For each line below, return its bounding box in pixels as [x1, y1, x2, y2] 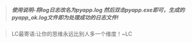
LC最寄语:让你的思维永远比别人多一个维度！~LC [11, 30, 133, 37]
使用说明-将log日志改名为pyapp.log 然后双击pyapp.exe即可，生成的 [11, 6, 185, 13]
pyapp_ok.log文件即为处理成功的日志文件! [11, 13, 119, 21]
